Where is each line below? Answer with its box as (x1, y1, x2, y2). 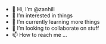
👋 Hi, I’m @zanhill (11, 6, 55, 12)
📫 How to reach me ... (11, 32, 67, 38)
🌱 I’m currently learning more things (11, 18, 100, 25)
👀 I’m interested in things (11, 12, 73, 19)
